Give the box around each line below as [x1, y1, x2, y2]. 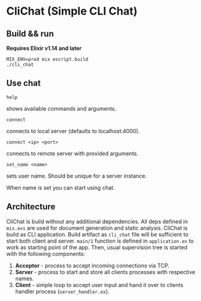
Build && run [6, 29, 54, 39]
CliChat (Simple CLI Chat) [6, 4, 138, 18]
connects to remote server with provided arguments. [6, 150, 139, 157]
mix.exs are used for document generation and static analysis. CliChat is [6, 224, 188, 232]
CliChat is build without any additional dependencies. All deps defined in [6, 218, 188, 225]
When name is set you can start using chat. [6, 184, 115, 191]
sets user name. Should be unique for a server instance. [6, 172, 147, 179]
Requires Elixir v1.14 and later [6, 44, 82, 52]
